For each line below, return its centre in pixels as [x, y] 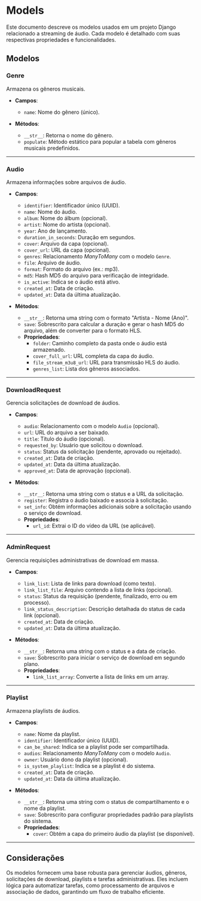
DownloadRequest [33, 390]
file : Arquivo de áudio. [53, 263]
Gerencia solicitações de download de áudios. [63, 403]
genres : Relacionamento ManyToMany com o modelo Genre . [98, 256]
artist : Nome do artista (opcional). [67, 224]
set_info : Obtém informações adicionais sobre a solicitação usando [107, 507]
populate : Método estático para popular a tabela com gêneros [100, 141]
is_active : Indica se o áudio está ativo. [72, 282]
